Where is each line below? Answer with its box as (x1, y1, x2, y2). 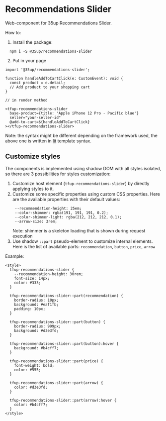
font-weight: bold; (14, 363, 55, 368)
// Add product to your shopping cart (9, 85, 90, 90)
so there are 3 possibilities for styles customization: (5, 171, 111, 177)
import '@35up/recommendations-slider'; (5, 67, 90, 72)
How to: (5, 29, 21, 35)
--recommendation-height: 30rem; (14, 271, 83, 277)
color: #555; (14, 367, 41, 372)
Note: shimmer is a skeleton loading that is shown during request (12, 227, 146, 233)
